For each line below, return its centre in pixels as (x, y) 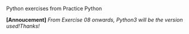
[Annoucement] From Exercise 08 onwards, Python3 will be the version (94, 20)
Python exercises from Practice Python (54, 8)
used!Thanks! (23, 26)
